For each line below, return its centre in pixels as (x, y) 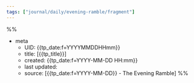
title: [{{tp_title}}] (45, 54)
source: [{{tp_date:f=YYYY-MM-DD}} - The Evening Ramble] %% (106, 73)
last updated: (41, 67)
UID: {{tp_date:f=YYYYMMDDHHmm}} (72, 47)
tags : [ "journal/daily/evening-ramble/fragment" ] (71, 12)
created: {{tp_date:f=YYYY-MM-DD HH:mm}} (81, 60)
